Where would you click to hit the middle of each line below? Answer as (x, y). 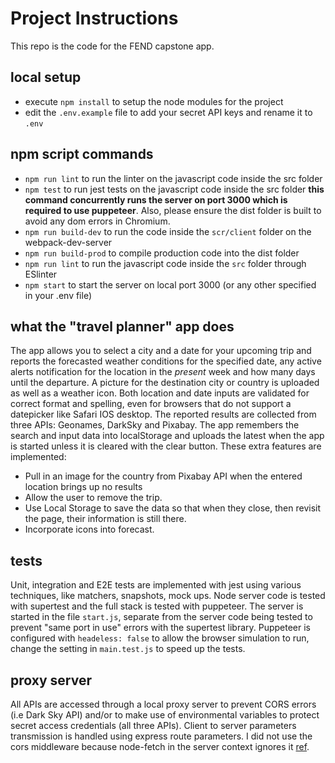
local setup (46, 77)
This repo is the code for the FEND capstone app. (112, 46)
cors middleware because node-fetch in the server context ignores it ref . (160, 746)
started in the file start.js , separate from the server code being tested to (161, 617)
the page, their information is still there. (105, 519)
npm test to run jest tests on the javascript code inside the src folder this (174, 189)
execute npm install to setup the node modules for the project (154, 101)
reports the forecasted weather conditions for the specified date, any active (166, 361)
